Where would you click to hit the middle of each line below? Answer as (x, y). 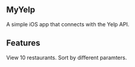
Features (23, 43)
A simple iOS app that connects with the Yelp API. (68, 24)
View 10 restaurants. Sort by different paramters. (67, 57)
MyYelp (21, 10)
